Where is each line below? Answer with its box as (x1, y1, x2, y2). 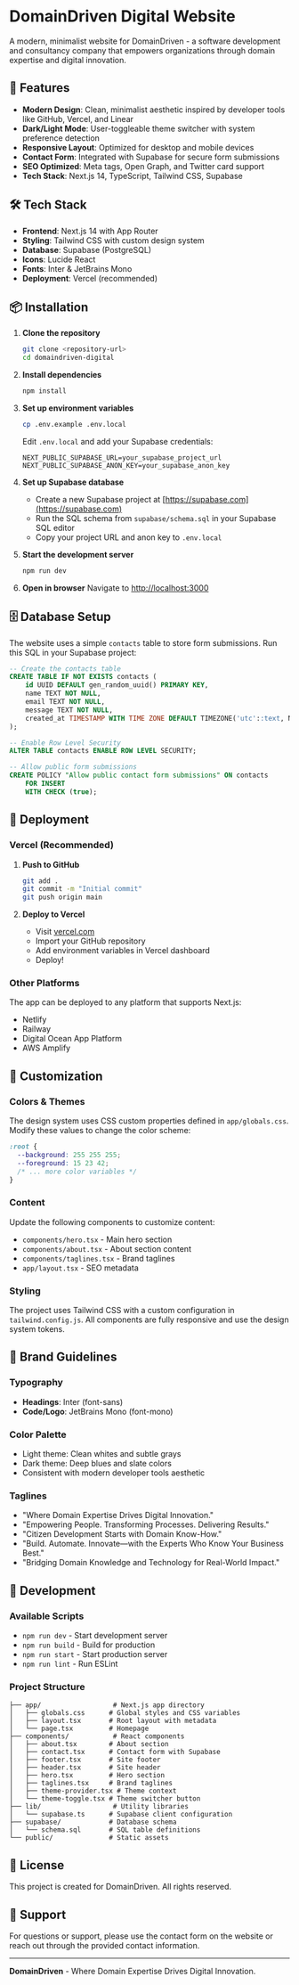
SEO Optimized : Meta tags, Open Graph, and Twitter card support (21, 160, 265, 171)
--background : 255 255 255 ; (17, 1150, 122, 1159)
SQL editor (35, 522, 76, 533)
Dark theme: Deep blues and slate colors (21, 1458, 172, 1469)
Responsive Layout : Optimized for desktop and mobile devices (21, 142, 255, 152)
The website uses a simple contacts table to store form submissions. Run (9, 637, 278, 648)
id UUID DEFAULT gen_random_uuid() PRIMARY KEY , (25, 681, 209, 690)
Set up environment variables (21, 403, 134, 413)
